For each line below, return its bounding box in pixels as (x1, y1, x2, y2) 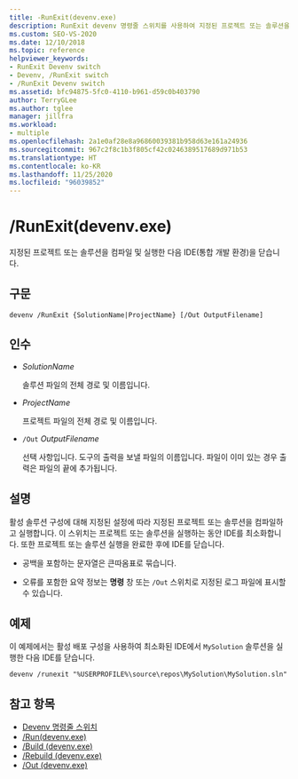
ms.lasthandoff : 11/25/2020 (9, 170, 114, 179)
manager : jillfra (9, 112, 74, 121)
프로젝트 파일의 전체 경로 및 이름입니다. (21, 415, 158, 426)
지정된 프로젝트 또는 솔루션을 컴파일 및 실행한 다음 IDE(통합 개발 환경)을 (9, 247, 257, 258)
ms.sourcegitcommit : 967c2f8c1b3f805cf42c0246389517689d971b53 (9, 145, 248, 154)
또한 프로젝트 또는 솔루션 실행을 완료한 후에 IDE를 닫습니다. (20, 538, 224, 549)
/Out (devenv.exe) (21, 760, 89, 771)
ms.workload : (9, 121, 58, 130)
